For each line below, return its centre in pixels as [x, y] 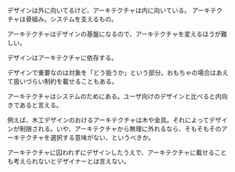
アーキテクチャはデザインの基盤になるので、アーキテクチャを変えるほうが [114, 34]
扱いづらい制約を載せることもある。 [65, 81]
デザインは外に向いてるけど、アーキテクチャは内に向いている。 [99, 10]
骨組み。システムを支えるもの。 [72, 19]
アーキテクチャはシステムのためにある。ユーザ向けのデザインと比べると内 [115, 96]
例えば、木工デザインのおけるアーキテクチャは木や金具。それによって [108, 120]
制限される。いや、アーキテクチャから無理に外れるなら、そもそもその [121, 129]
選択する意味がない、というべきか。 [102, 138]
